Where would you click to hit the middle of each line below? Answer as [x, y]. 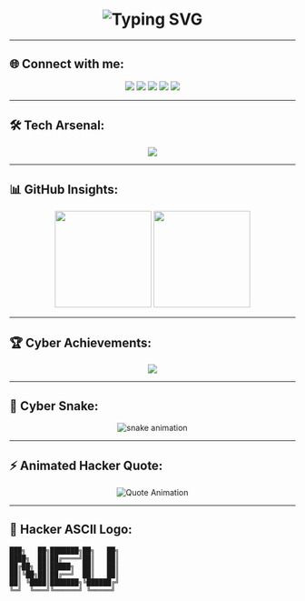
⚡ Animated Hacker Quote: [86, 466]
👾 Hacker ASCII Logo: [71, 530]
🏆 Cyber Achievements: [81, 342]
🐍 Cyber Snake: [54, 406]
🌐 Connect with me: [67, 64]
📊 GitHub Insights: [64, 190]
